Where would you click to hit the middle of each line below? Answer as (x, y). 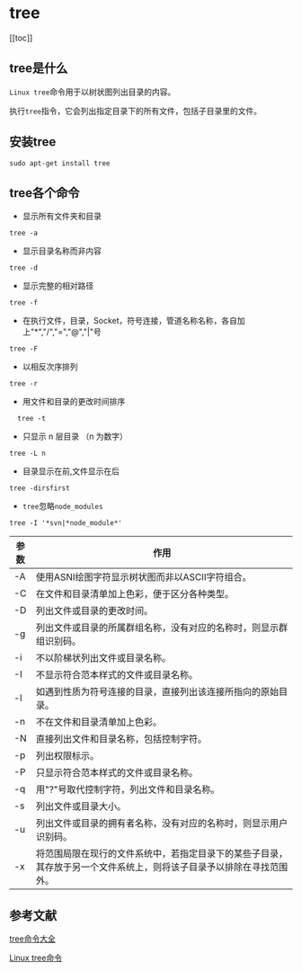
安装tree (33, 142)
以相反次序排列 (50, 367)
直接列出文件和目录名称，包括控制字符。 (121, 739)
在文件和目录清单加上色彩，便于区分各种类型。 (135, 594)
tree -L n (28, 454)
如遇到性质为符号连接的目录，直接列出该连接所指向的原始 (157, 692)
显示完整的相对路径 (58, 286)
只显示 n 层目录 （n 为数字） (75, 437)
